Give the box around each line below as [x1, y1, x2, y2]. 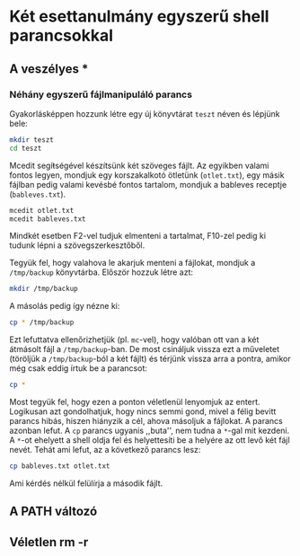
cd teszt [9, 144, 42, 153]
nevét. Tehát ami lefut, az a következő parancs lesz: [9, 445, 201, 455]
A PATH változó [9, 504, 98, 519]
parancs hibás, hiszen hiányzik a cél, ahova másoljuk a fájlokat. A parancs [9, 416, 283, 426]
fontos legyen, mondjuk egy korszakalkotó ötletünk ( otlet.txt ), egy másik [9, 169, 285, 181]
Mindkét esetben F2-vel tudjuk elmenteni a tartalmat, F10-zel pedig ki [9, 231, 267, 242]
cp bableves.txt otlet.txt [9, 462, 110, 471]
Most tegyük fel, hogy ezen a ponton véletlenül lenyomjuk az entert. [9, 397, 260, 407]
